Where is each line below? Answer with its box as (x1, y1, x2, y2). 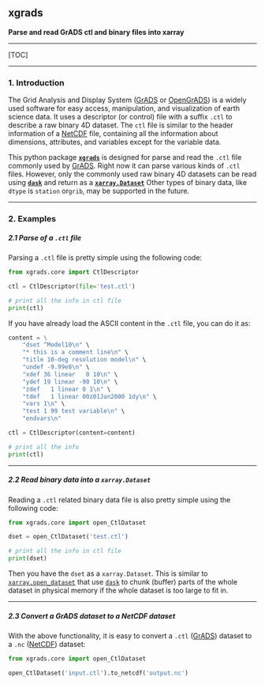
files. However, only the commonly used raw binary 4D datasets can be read (8, 169, 257, 179)
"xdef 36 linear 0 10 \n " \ (22, 370, 118, 378)
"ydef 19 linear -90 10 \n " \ (22, 377, 118, 386)
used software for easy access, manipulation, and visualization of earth (8, 104, 241, 113)
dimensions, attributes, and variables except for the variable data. (8, 138, 222, 147)
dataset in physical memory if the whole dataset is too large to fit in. (8, 585, 229, 596)
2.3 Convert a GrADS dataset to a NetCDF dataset (8, 611, 176, 620)
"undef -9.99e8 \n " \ (22, 363, 90, 371)
